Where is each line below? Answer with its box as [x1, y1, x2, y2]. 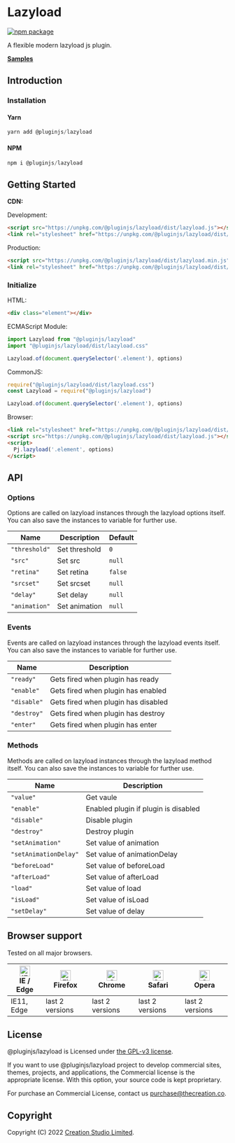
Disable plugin [85, 815, 133, 825]
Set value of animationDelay [85, 849, 178, 859]
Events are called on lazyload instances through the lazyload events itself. [7, 638, 220, 647]
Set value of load [85, 883, 141, 893]
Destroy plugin [85, 827, 134, 836]
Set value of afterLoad [85, 872, 159, 882]
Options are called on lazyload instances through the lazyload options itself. [7, 509, 226, 517]
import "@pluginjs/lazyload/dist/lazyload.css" [7, 342, 149, 349]
